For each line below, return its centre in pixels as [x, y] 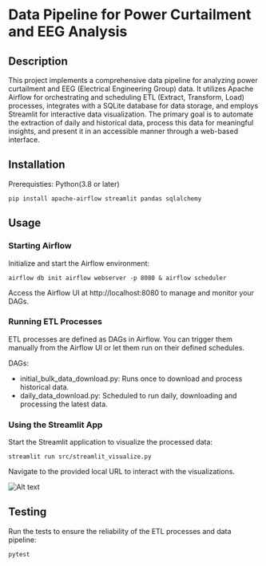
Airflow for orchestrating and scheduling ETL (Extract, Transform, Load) [127, 97]
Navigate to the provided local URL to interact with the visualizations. [122, 472]
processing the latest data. [64, 404]
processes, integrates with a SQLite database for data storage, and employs [133, 106]
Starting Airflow [40, 246]
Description [38, 61]
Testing [28, 512]
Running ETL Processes [55, 322]
